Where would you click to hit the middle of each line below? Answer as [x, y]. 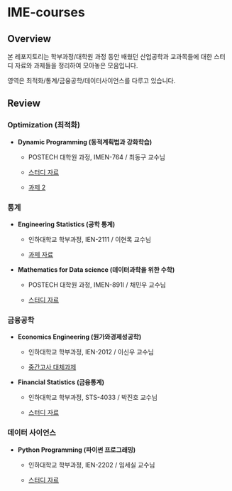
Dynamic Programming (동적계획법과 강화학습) [85, 142]
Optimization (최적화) [44, 125]
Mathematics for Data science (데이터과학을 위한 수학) [96, 269]
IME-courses [46, 12]
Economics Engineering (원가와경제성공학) [79, 337]
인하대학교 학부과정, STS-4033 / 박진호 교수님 [93, 397]
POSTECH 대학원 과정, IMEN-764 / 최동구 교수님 [96, 157]
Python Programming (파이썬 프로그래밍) [77, 450]
